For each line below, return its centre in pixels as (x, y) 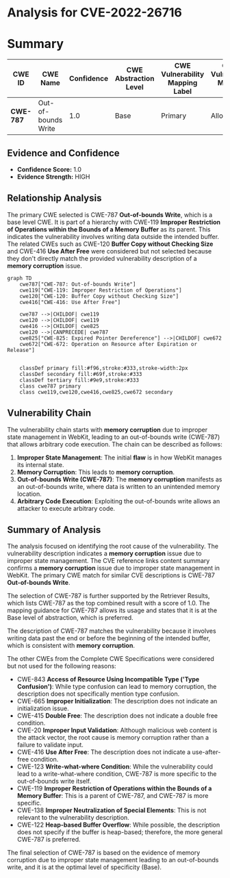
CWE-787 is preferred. (49, 840)
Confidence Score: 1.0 (49, 169)
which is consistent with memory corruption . (71, 646)
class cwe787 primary (50, 386)
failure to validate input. (50, 745)
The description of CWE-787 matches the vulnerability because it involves (112, 631)
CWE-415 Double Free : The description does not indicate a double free (117, 716)
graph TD (20, 278)
